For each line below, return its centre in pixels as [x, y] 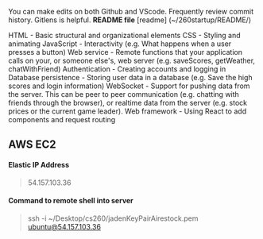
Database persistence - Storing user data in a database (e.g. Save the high [130, 77]
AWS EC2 [33, 145]
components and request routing [62, 119]
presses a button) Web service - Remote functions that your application [125, 52]
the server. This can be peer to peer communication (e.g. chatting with [124, 94]
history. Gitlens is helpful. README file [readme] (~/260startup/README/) [130, 20]
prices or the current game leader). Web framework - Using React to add [128, 111]
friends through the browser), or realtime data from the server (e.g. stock [128, 103]
